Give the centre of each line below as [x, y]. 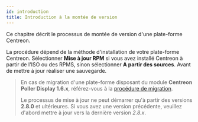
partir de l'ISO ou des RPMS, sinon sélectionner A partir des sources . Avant [98, 64]
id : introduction [27, 12]
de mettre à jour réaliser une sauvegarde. [56, 70]
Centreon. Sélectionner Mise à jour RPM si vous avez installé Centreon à [95, 58]
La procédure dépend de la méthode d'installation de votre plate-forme [93, 52]
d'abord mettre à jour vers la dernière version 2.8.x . [83, 113]
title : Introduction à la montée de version [62, 17]
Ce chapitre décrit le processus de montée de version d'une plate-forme [94, 34]
